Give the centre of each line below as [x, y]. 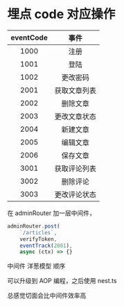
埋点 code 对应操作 [61, 14]
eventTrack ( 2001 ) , [46, 246]
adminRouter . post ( [34, 226]
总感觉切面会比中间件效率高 [47, 296]
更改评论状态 [76, 194]
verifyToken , [38, 239]
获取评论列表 [76, 169]
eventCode [29, 37]
